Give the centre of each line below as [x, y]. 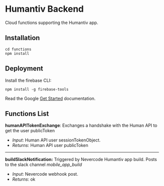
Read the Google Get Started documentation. [51, 98]
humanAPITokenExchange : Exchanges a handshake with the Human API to [81, 125]
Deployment [24, 69]
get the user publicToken [30, 131]
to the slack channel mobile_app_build [43, 164]
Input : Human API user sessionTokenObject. [56, 140]
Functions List [27, 114]
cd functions [18, 49]
